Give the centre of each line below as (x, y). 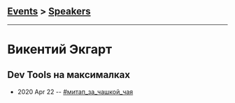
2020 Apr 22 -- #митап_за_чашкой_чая (75, 92)
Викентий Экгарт (60, 49)
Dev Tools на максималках (69, 75)
